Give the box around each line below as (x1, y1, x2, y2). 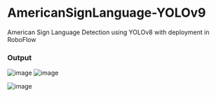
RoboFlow (7, 35, 36, 43)
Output (7, 52, 32, 62)
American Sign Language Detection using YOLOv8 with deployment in (7, 28, 210, 36)
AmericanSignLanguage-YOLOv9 (7, 5, 206, 21)
